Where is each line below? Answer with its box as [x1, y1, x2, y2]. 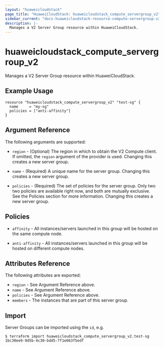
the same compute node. [12, 230, 62, 237]
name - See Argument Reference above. [12, 287, 91, 293]
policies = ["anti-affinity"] [9, 108, 71, 113]
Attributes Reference [5, 259, 70, 267]
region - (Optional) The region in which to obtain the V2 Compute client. [12, 148, 157, 154]
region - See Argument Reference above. [12, 282, 95, 288]
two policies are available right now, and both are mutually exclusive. [12, 188, 150, 194]
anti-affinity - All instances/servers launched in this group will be [12, 240, 148, 246]
